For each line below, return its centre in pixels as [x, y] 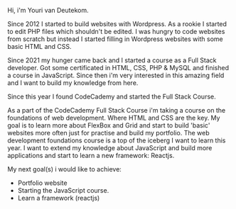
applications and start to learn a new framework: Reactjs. [91, 156]
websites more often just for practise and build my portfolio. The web [108, 133]
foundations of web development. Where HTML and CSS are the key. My [114, 118]
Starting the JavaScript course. [63, 190]
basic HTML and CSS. [40, 46]
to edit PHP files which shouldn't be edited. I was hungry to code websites [116, 32]
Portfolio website [42, 183]
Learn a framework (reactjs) [59, 198]
